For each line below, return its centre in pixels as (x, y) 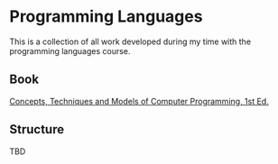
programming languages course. (70, 50)
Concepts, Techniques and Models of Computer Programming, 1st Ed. (139, 101)
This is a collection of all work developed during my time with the (130, 41)
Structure (37, 129)
